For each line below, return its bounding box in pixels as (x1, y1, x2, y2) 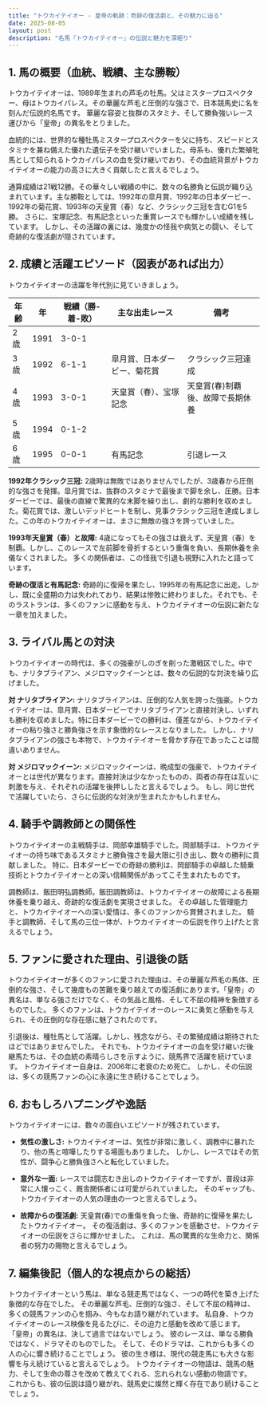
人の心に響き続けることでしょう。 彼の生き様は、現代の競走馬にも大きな (8, 1349, 247, 1358)
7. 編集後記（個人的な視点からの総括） (8, 1266, 197, 1280)
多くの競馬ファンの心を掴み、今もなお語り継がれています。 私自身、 (8, 1309, 234, 1318)
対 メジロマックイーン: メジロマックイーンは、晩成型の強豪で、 (8, 761, 216, 771)
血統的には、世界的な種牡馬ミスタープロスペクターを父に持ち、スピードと (8, 135, 252, 144)
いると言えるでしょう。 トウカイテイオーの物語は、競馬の (57, 1358, 247, 1368)
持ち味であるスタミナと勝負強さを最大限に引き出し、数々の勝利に (35, 850, 253, 859)
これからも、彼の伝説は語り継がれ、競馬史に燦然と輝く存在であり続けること (8, 1378, 260, 1388)
